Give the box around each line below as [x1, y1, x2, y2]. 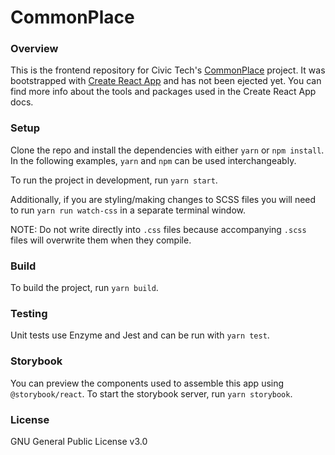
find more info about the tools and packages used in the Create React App [10, 86, 317, 98]
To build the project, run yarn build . [10, 282, 159, 294]
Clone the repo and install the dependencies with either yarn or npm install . [10, 144, 325, 156]
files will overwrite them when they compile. [10, 234, 192, 246]
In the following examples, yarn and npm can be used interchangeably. [10, 154, 297, 166]
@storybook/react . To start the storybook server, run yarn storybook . [10, 387, 293, 400]
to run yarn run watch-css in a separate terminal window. [10, 204, 247, 216]
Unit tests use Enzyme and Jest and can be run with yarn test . [10, 329, 270, 341]
